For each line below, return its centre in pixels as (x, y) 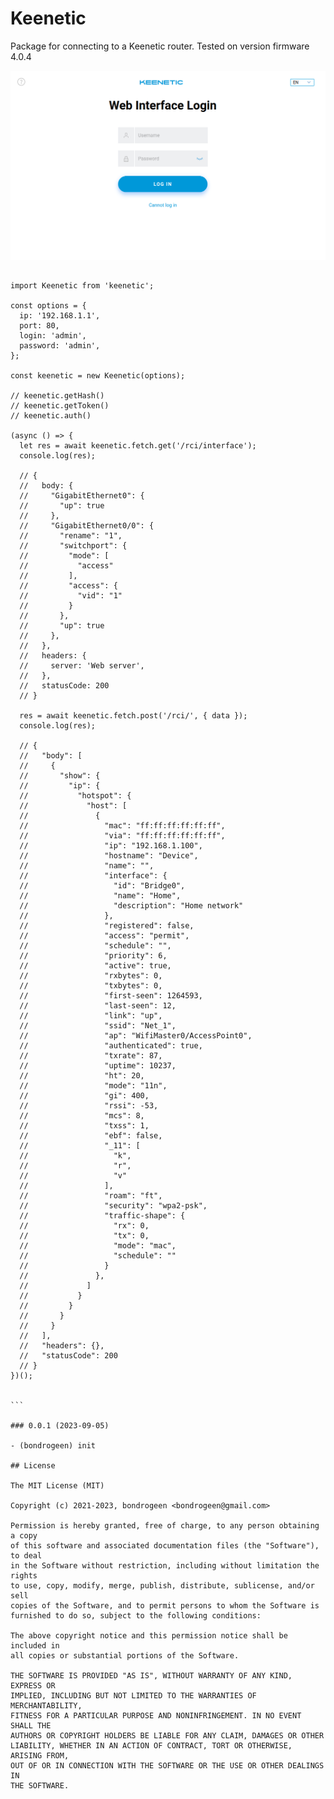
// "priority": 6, (93, 956)
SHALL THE (31, 1726)
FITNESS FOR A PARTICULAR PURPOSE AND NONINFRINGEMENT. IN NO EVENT (156, 1716)
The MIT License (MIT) (57, 1486)
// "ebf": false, (91, 1136)
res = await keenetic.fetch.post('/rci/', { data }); (133, 716)
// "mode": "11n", (93, 1086)
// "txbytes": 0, (91, 986)
